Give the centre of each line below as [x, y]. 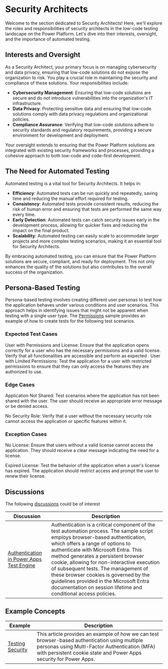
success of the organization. [34, 272]
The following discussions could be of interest [53, 504]
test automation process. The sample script [102, 531]
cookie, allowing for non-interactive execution [105, 562]
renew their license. [25, 476]
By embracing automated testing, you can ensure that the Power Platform [81, 256]
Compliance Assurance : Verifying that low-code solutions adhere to [83, 124]
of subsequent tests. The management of [100, 569]
